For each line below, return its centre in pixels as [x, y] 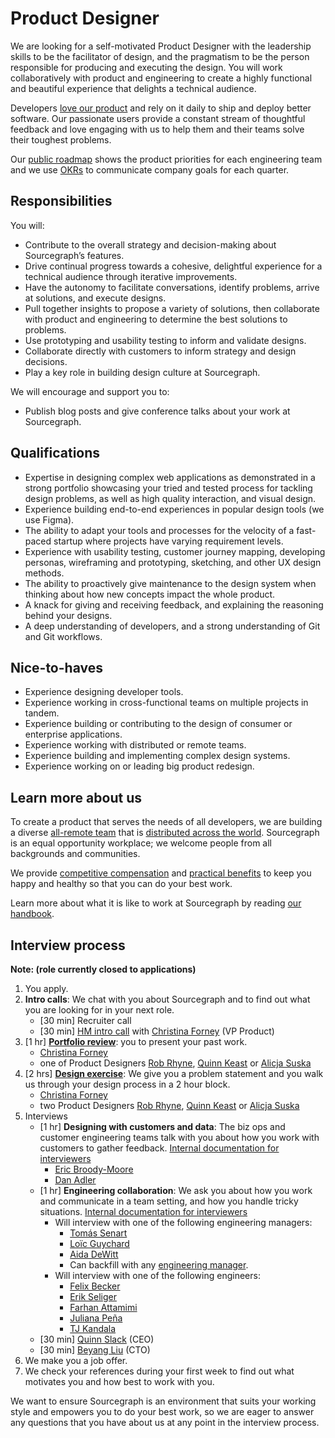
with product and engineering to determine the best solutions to [156, 319]
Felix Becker [95, 1286]
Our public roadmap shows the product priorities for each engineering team [166, 159]
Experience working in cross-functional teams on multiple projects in [166, 703]
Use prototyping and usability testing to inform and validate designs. [165, 340]
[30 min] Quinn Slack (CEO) [97, 1339]
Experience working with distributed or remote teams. [135, 745]
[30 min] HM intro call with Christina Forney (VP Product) [157, 1031]
